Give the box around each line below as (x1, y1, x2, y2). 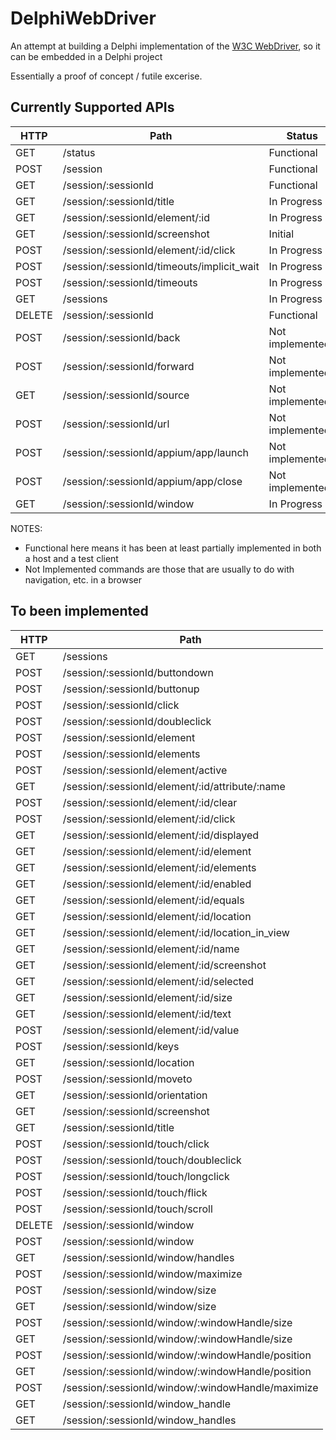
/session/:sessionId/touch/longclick (62, 1169, 230, 1183)
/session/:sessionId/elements (62, 747, 201, 761)
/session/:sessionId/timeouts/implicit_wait (62, 259, 260, 273)
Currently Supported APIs (10, 99, 175, 116)
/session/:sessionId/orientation (62, 1088, 208, 1102)
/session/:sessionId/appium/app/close (62, 474, 243, 488)
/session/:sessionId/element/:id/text (62, 1007, 232, 1021)
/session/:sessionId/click (62, 698, 180, 712)
